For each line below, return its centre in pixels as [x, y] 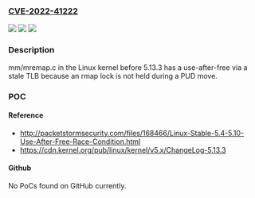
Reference [26, 115]
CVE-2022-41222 [43, 11]
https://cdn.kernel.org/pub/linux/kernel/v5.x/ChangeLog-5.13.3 [123, 149]
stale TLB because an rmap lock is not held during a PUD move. [113, 76]
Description [31, 50]
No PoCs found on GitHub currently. [67, 185]
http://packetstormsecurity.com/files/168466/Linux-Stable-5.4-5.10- [132, 133]
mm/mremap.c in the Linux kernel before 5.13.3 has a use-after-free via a [128, 67]
